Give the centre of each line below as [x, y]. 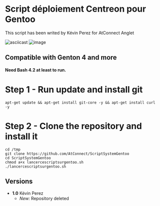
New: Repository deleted [44, 198]
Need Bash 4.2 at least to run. [36, 70]
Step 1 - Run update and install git [74, 90]
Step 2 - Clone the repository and [73, 126]
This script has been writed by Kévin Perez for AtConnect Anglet [70, 33]
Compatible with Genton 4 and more [61, 58]
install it [21, 137]
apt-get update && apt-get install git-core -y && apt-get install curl [80, 103]
